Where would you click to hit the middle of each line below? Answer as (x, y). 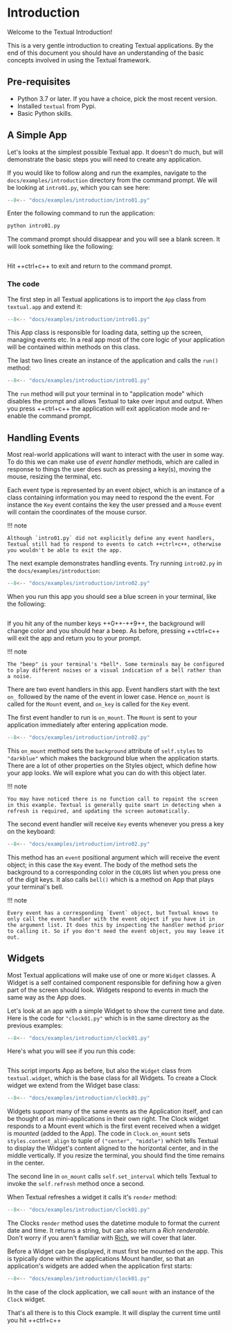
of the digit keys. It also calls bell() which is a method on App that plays (111, 879)
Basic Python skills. (45, 113)
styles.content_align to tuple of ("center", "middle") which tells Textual (113, 1141)
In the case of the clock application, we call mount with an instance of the (111, 1292)
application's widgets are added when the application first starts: (100, 1266)
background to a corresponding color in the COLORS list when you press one (114, 872)
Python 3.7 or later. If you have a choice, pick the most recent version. (117, 98)
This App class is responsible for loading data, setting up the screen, (105, 332)
